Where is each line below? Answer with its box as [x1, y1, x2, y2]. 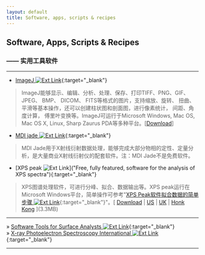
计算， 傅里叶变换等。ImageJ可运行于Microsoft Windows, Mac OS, [26, 112, 195, 120]
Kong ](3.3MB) [21, 206, 59, 213]
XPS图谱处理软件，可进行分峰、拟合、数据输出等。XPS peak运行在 [21, 184, 190, 191]
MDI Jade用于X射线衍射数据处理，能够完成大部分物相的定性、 [21, 145, 178, 152]
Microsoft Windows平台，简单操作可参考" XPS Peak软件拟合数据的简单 [21, 191, 199, 198]
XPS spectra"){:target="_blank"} [15, 171, 97, 178]
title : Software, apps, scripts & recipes [6, 15, 116, 21]
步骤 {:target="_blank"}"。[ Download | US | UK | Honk [21, 199, 185, 206]
